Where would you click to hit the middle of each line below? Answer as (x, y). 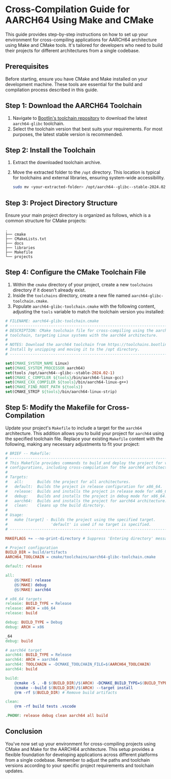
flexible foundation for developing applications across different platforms (82, 755)
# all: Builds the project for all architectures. (68, 482)
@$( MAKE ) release (33, 580)
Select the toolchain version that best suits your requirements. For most (88, 129)
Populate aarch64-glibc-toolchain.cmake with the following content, (84, 306)
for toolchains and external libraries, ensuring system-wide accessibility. (89, 178)
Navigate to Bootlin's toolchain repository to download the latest (80, 118)
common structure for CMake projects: (46, 221)
